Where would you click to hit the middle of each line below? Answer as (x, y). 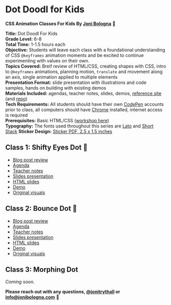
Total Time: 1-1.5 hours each (35, 44)
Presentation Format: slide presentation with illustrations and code (76, 82)
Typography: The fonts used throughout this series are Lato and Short (80, 126)
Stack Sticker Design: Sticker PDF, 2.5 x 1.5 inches (59, 131)
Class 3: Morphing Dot (42, 269)
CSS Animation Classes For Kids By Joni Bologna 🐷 (60, 24)
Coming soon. (20, 282)
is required (17, 115)
